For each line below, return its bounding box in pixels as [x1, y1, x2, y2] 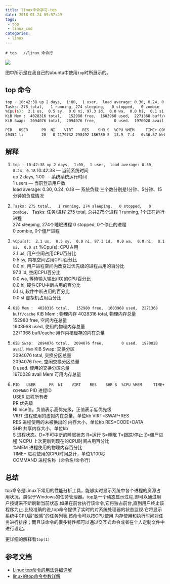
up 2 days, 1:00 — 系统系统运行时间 [12, 173, 87, 180]
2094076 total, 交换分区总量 [12, 352, 72, 358]
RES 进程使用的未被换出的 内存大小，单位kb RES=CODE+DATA [12, 419, 144, 425]
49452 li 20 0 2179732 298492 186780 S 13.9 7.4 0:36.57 [5, 132, 157, 137]
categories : [5, 31, 30, 36]
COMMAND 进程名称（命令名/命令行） [12, 457, 94, 463]
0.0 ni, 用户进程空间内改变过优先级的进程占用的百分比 [12, 263, 125, 269]
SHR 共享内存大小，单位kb [12, 425, 68, 431]
